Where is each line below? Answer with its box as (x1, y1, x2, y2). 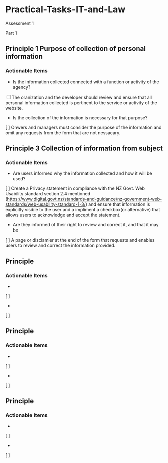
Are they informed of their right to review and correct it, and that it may (12, 222, 159, 228)
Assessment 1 (5, 20, 34, 26)
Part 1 (5, 30, 17, 36)
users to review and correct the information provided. (5, 242, 116, 249)
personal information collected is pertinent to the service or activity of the (5, 99, 157, 106)
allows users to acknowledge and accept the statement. (5, 212, 121, 218)
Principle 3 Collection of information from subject (5, 144, 163, 153)
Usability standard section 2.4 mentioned (5, 191, 90, 197)
